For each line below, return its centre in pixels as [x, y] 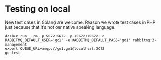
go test [13, 53]
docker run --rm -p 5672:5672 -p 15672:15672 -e [55, 36]
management [16, 44]
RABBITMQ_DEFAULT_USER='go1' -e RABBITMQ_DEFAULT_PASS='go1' [68, 40]
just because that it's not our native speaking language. [60, 27]
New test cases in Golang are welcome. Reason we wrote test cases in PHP [80, 22]
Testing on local [38, 9]
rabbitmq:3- [145, 40]
